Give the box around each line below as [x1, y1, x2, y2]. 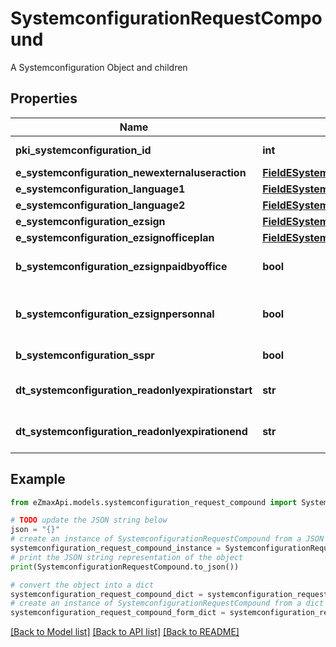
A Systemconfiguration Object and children [10, 61, 188, 73]
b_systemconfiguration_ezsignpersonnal [15, 307, 215, 321]
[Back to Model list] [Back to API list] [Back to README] [10, 626, 240, 638]
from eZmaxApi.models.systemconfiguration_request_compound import [10, 497, 298, 507]
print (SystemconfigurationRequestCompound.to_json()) [10, 562, 240, 572]
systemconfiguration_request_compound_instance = [10, 543, 222, 554]
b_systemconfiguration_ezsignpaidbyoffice [15, 259, 228, 273]
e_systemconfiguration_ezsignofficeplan [15, 230, 215, 244]
